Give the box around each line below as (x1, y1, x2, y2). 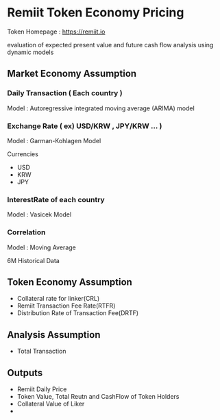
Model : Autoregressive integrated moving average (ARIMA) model (7, 104, 195, 112)
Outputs (7, 367, 43, 378)
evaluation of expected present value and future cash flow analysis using (7, 40, 214, 49)
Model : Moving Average (7, 243, 77, 251)
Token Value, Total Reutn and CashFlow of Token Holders (16, 392, 180, 400)
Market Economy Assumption (7, 68, 137, 79)
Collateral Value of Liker (16, 399, 85, 408)
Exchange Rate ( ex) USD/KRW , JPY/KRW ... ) (7, 121, 162, 131)
